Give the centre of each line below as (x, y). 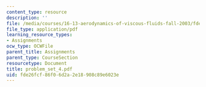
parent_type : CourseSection (42, 58)
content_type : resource (37, 12)
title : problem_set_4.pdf (39, 69)
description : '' (27, 18)
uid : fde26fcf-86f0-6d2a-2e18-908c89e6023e (63, 75)
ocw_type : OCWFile (30, 47)
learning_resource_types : (39, 35)
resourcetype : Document (37, 63)
